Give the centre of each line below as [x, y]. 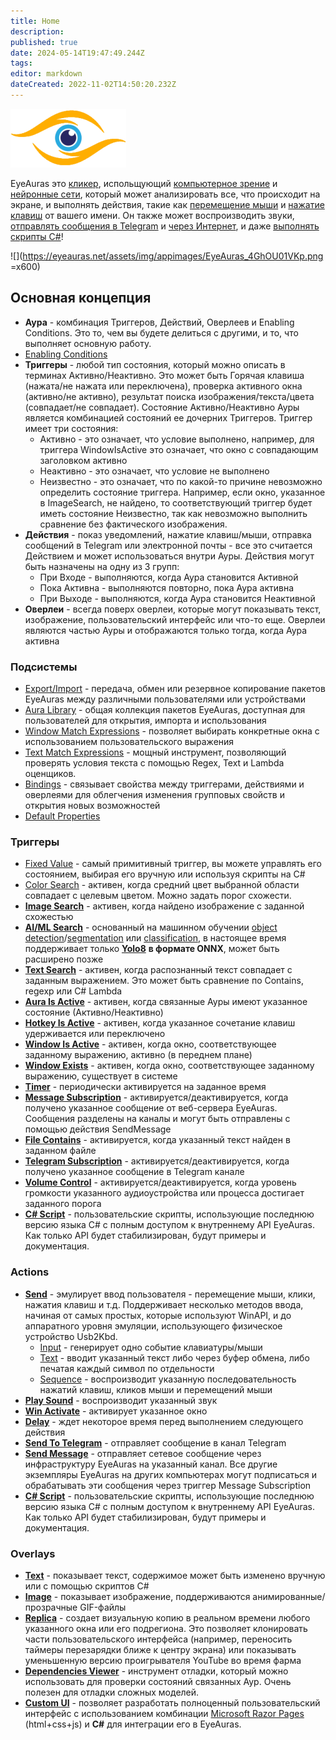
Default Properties [62, 816]
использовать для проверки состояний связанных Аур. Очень [158, 1681]
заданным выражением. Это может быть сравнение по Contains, [164, 981]
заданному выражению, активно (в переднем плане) [138, 1055]
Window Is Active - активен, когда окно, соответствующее [150, 1044]
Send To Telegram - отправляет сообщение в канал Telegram [155, 1442]
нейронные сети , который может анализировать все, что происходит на [165, 194]
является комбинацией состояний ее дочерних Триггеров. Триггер [168, 417]
